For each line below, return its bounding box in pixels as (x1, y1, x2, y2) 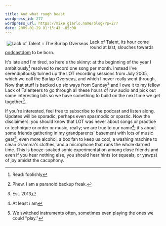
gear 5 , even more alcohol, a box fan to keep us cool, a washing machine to (5, 135, 158, 142)
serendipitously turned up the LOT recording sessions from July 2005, (5, 70, 148, 76)
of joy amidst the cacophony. (5, 157, 64, 163)
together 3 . (5, 98, 26, 105)
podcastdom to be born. (5, 50, 54, 56)
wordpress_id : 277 (5, 16, 43, 21)
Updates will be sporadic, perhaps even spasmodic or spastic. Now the (5, 113, 151, 119)
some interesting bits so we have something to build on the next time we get (5, 92, 161, 98)
